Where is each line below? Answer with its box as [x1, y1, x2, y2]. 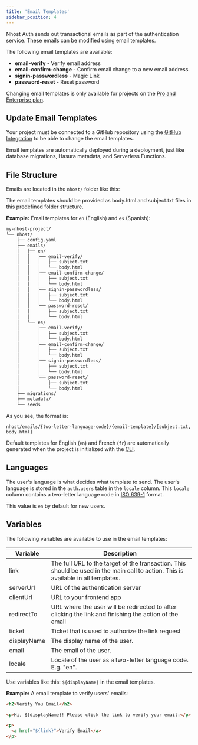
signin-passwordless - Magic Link [14, 72, 100, 79]
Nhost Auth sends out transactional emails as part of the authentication [6, 30, 179, 37]
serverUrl [9, 583, 35, 592]
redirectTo [9, 610, 38, 618]
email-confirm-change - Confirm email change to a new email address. [14, 66, 190, 73]
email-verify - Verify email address [14, 60, 101, 67]
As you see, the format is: [6, 413, 68, 419]
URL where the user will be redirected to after [51, 603, 177, 611]
